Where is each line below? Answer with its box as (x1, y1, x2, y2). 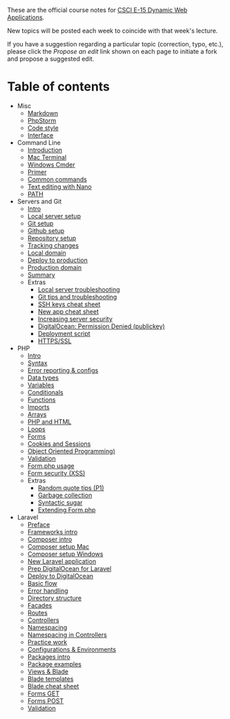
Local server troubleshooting (37, 285, 120, 293)
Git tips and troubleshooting (37, 292, 117, 301)
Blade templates (27, 674, 74, 683)
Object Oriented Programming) (27, 447, 115, 455)
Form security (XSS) (27, 469, 86, 477)
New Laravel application (27, 557, 97, 566)
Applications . (7, 13, 45, 21)
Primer (27, 167, 47, 176)
